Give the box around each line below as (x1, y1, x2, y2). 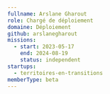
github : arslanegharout (7, 30, 78, 37)
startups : (7, 63, 37, 70)
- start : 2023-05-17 (13, 43, 75, 50)
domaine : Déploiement (7, 23, 72, 30)
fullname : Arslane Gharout (7, 10, 87, 18)
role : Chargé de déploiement (7, 17, 94, 24)
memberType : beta (7, 76, 59, 83)
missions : (7, 37, 37, 44)
